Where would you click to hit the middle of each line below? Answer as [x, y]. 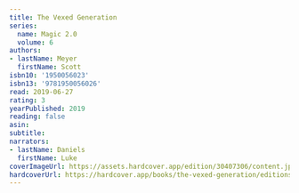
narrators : [29, 141]
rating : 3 [28, 100]
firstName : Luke [47, 158]
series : [24, 26]
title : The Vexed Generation [63, 17]
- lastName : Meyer [43, 59]
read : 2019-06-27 [41, 92]
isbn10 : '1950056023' [49, 76]
